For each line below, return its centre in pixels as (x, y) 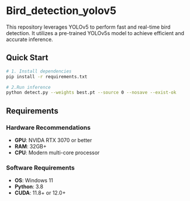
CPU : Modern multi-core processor (57, 153)
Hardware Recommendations (48, 127)
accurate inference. (30, 39)
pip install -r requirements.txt (47, 77)
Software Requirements (40, 168)
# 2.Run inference (28, 87)
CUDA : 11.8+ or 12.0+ (40, 193)
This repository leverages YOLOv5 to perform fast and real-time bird (88, 27)
